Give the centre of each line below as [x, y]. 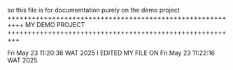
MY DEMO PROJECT [55, 25]
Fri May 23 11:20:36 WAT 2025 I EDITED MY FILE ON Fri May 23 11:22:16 [111, 53]
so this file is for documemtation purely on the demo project [93, 10]
